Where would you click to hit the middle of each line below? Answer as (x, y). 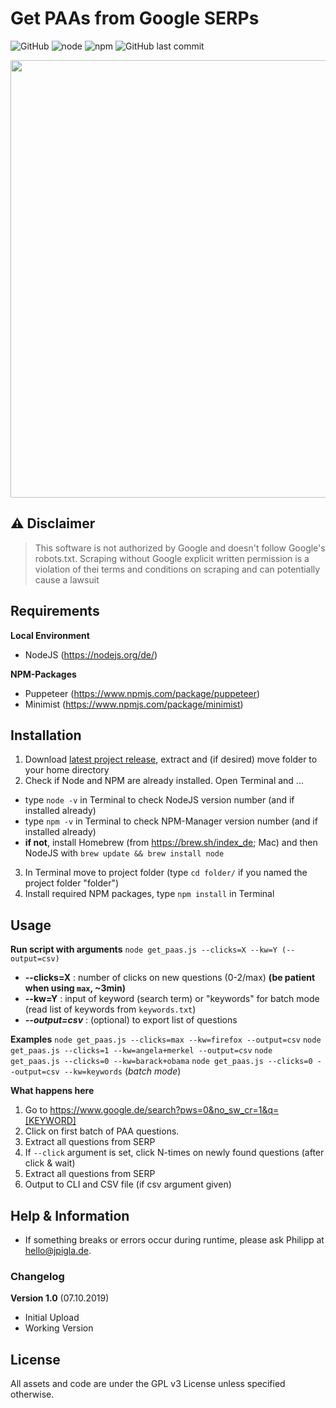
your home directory (67, 770)
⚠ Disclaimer (53, 523)
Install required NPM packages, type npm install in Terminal (149, 894)
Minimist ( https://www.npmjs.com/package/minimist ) (134, 704)
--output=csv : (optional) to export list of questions (131, 1020)
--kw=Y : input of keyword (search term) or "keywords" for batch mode (172, 999)
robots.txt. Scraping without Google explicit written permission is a (172, 558)
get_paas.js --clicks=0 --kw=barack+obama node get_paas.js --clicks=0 (161, 1062)
